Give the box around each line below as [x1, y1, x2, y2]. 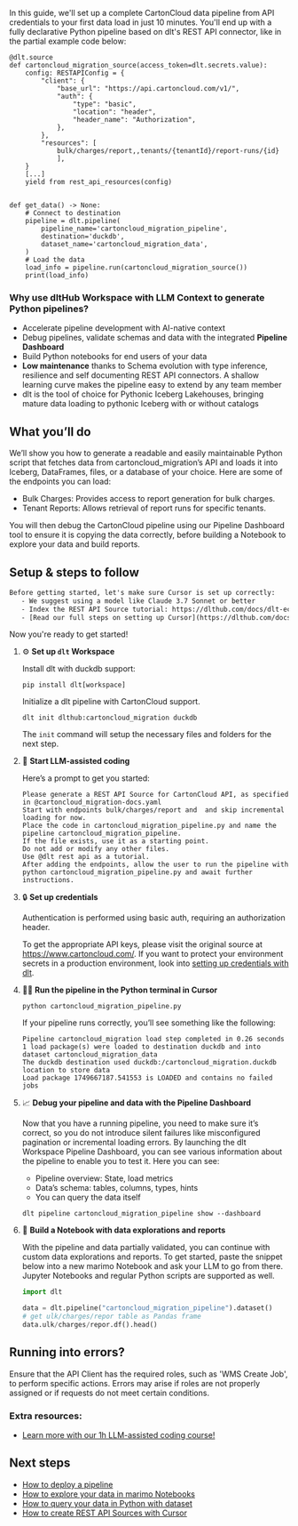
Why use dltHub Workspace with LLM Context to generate [9, 291, 265, 303]
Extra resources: [9, 1410, 82, 1422]
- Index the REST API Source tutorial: [20, 605, 169, 614]
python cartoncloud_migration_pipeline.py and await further [21, 868, 254, 877]
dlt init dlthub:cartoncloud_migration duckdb [21, 713, 198, 723]
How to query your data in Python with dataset [21, 1498, 192, 1508]
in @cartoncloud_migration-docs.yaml [21, 798, 162, 807]
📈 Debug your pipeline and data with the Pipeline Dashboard [21, 1097, 251, 1108]
